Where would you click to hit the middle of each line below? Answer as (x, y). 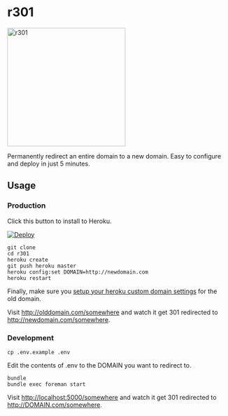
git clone (22, 247)
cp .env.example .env (39, 352)
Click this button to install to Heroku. (59, 221)
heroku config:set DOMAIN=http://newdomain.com (78, 272)
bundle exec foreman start (47, 384)
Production (27, 206)
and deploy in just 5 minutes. (49, 163)
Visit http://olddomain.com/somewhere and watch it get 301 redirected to (113, 312)
